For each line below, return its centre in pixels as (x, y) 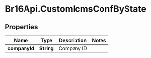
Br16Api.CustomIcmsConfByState (76, 9)
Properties (22, 27)
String (46, 48)
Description (73, 40)
